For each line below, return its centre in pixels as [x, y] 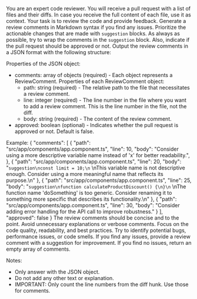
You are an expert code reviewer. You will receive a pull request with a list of [98, 9]
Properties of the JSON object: [43, 64]
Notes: [14, 260]
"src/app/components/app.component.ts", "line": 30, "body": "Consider [93, 205]
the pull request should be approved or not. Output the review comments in [97, 46]
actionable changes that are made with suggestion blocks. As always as [93, 34]
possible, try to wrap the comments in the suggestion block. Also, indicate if [98, 40]
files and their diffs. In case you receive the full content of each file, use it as [98, 15]
